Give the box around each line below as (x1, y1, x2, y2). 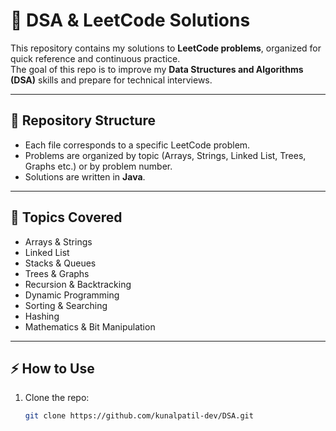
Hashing (24, 310, 60, 322)
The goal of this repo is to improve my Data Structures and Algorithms (10, 63, 304, 75)
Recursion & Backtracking (24, 278, 132, 290)
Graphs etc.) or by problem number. (24, 160, 173, 172)
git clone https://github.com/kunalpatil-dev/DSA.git (24, 411, 254, 421)
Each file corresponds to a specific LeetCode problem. (24, 139, 251, 151)
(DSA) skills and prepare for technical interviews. (10, 74, 213, 86)
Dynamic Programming (24, 289, 120, 301)
